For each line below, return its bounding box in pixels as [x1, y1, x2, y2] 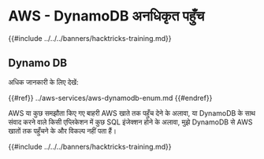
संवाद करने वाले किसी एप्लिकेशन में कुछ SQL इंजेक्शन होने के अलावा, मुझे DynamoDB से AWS [8, 117, 254, 127]
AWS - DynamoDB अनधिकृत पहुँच [8, 7, 205, 25]
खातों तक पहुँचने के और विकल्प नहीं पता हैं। [8, 126, 117, 135]
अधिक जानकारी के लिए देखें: [8, 77, 79, 87]
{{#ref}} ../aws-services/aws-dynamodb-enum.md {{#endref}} [8, 93, 213, 102]
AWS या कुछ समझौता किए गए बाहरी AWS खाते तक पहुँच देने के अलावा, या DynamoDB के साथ [8, 108, 256, 117]
